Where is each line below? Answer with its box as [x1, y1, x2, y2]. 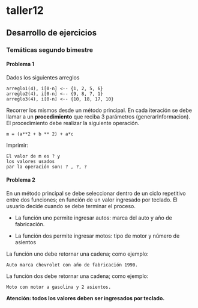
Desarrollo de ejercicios [6, 28, 97, 38]
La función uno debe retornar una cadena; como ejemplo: [6, 250, 149, 257]
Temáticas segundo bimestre [6, 46, 93, 54]
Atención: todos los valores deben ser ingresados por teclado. [6, 294, 165, 301]
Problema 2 [6, 176, 36, 183]
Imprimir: [6, 141, 29, 149]
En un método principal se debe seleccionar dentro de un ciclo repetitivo [6, 189, 186, 197]
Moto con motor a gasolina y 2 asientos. [6, 284, 112, 290]
